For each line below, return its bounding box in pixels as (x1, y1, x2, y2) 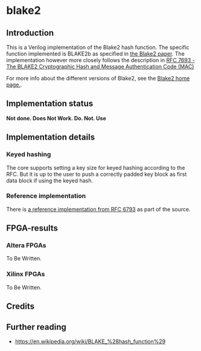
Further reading (6, 321, 66, 332)
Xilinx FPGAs (6, 270, 45, 279)
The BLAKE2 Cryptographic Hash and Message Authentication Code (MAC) (6, 63, 194, 70)
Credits (6, 301, 35, 312)
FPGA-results (6, 223, 59, 233)
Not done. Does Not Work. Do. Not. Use (6, 114, 107, 121)
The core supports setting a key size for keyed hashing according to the (6, 164, 185, 171)
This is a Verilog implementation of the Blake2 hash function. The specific (6, 43, 190, 51)
